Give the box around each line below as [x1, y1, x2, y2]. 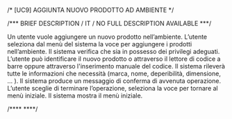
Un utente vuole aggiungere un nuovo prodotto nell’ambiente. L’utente [7, 33, 208, 41]
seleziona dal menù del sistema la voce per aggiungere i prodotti [7, 40, 192, 48]
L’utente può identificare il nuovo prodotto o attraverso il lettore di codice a [7, 55, 221, 63]
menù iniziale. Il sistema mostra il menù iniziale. [7, 91, 143, 100]
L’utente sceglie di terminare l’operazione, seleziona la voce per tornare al [7, 84, 219, 92]
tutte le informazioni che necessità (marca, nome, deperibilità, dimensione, [7, 69, 221, 77]
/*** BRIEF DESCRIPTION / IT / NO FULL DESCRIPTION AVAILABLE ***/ [7, 19, 212, 27]
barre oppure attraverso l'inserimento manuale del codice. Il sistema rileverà [7, 62, 226, 70]
